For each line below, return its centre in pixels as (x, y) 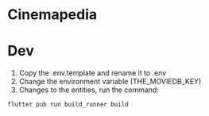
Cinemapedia (52, 15)
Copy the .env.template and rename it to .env (93, 73)
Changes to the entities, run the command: (89, 90)
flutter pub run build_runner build (68, 105)
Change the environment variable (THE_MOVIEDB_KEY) (110, 82)
